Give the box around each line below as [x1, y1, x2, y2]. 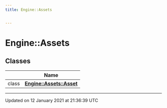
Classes [5, 57, 31, 65]
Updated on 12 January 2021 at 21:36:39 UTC [5, 97, 98, 103]
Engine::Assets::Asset [24, 80, 78, 87]
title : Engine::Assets [5, 7, 52, 12]
